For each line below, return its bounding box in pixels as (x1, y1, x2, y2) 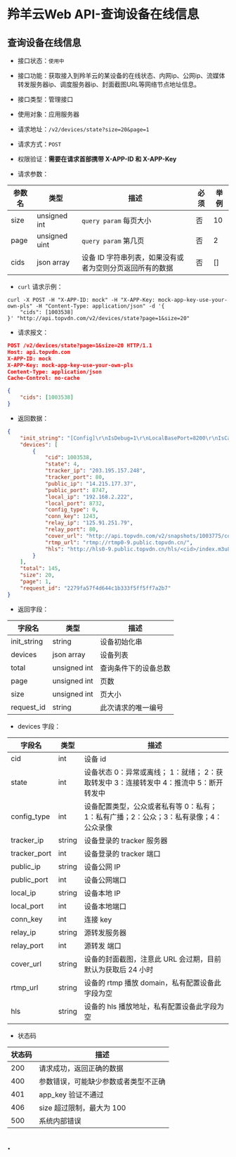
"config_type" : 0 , (44, 506, 99, 513)
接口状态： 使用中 (17, 57, 65, 65)
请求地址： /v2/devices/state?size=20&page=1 (17, 125, 150, 133)
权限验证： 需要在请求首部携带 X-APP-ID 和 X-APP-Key (17, 155, 177, 163)
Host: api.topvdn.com (7, 348, 71, 355)
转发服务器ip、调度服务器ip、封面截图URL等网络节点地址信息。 (17, 80, 201, 88)
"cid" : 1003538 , (44, 454, 93, 461)
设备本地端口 (84, 901, 126, 911)
